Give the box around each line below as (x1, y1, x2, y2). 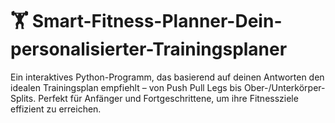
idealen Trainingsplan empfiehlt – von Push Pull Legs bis (10, 81, 242, 93)
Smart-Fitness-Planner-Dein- (31, 10, 283, 33)
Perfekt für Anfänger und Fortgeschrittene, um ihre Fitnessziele (38, 92, 299, 104)
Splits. (10, 92, 37, 104)
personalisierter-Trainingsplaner (10, 38, 288, 61)
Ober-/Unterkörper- (243, 81, 326, 93)
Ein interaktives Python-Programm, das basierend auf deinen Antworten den (10, 71, 325, 83)
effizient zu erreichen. (10, 103, 102, 115)
